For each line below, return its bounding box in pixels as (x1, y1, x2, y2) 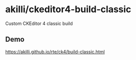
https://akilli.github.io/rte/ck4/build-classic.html (5, 48, 105, 54)
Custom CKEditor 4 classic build (5, 20, 73, 26)
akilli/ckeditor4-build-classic (5, 4, 131, 15)
